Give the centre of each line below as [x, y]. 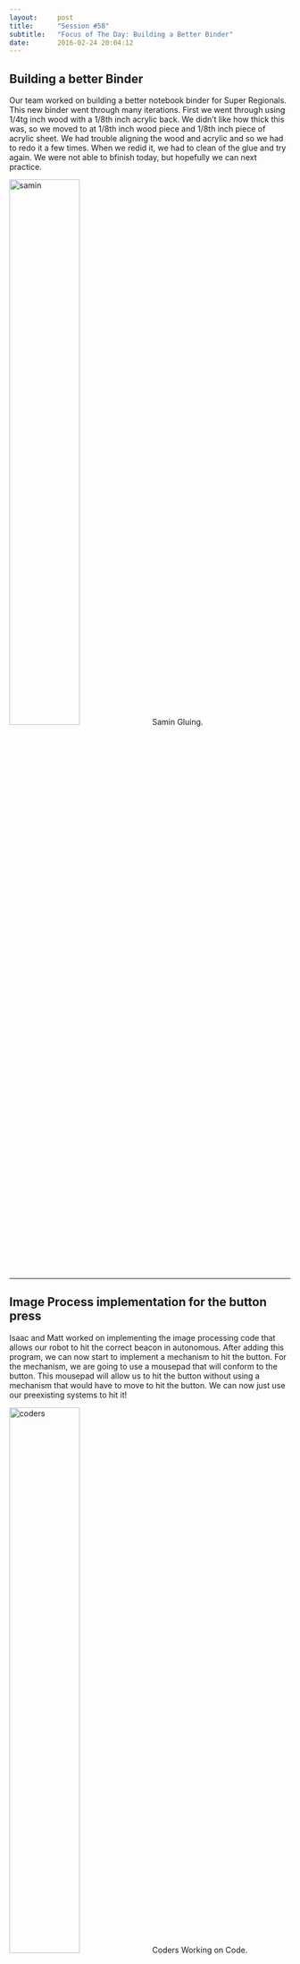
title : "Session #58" [59, 26]
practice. [25, 167]
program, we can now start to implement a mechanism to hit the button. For [148, 1356]
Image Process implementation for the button [138, 1302]
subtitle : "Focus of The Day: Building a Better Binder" [121, 34]
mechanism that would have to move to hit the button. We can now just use [147, 1385]
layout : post [42, 17]
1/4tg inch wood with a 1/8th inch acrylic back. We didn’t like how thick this [147, 120]
